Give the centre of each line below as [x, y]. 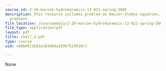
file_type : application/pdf [34, 28]
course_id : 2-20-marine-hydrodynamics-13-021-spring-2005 [66, 10]
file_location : [21, 23]
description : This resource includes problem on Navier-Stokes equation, [83, 14]
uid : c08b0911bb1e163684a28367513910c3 [46, 46]
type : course [19, 42]
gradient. [20, 19]
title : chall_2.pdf [25, 37]
